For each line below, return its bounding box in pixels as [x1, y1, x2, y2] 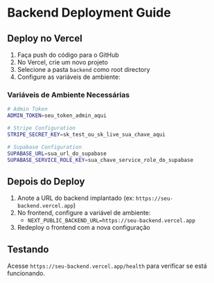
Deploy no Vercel [7, 33, 83, 44]
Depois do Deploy [7, 175, 85, 188]
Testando [7, 244, 49, 255]
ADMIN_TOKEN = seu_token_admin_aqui [7, 112, 107, 119]
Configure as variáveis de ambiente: [17, 73, 121, 81]
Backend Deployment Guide [7, 5, 171, 21]
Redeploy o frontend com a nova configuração [17, 223, 150, 232]
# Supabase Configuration [7, 143, 82, 150]
